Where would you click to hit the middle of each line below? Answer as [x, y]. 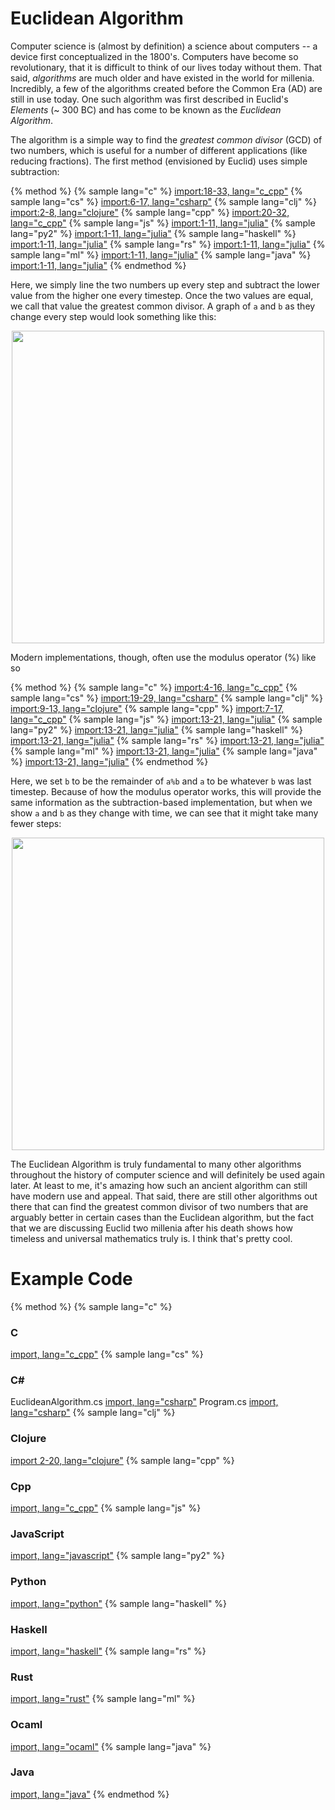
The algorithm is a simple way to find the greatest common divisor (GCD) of [166, 139]
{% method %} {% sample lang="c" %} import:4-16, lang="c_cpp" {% [154, 687]
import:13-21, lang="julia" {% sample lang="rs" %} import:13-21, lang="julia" [167, 740]
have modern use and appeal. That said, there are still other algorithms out [164, 1196]
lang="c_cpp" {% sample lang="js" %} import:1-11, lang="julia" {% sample [163, 223]
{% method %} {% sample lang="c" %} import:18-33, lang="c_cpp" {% [156, 191]
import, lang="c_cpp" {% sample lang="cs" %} [107, 1354]
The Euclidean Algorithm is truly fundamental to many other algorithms [156, 1164]
